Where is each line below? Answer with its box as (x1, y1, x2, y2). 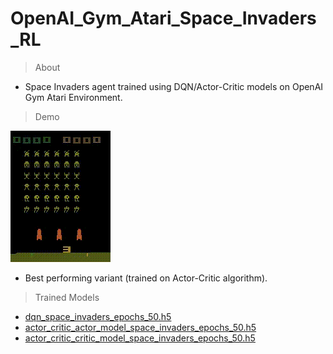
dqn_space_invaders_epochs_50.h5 (24, 310, 172, 322)
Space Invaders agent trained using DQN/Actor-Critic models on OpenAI (24, 80, 324, 92)
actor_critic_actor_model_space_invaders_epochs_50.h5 (24, 321, 257, 333)
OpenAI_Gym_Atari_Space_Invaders (10, 7, 317, 30)
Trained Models (34, 291, 100, 303)
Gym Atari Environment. (24, 91, 123, 103)
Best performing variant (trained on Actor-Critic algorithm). (24, 272, 268, 284)
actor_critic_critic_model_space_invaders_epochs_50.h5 (24, 332, 256, 344)
